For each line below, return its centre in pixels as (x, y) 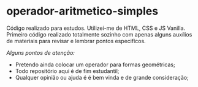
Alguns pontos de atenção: (41, 52)
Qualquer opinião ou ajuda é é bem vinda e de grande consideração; (102, 77)
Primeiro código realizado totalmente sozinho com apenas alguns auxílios (99, 34)
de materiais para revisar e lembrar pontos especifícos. (76, 41)
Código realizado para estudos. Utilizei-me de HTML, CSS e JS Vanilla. (96, 28)
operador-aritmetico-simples (82, 11)
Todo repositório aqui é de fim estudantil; (67, 71)
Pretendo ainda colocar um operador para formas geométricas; (95, 64)
